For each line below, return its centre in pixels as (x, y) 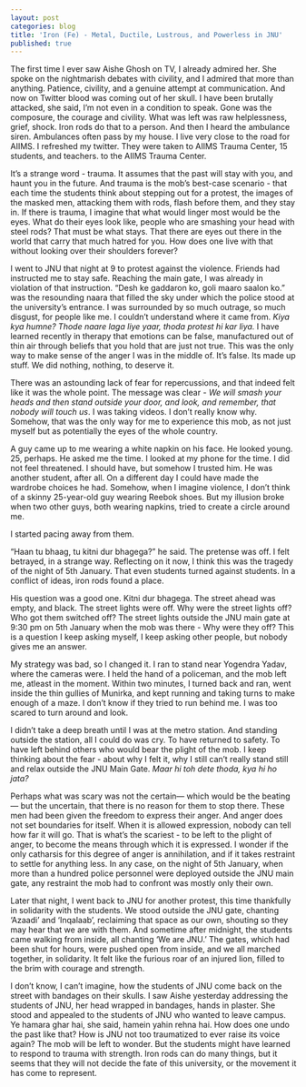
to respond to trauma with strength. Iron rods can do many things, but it (144, 1054)
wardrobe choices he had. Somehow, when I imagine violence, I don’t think (150, 488)
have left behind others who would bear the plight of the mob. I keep (138, 750)
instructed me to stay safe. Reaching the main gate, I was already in (137, 278)
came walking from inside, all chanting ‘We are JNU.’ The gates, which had (150, 940)
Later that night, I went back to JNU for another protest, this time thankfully (151, 901)
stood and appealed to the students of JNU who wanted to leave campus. (148, 1015)
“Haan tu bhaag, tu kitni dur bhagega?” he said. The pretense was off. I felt (150, 552)
